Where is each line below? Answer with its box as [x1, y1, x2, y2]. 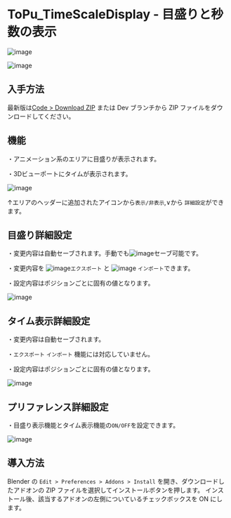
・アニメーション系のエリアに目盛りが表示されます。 [7, 154, 161, 163]
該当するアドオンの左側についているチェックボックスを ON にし [37, 494, 223, 503]
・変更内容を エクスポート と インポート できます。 [7, 264, 194, 272]
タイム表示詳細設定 [7, 315, 91, 327]
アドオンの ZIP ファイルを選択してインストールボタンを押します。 [13, 486, 204, 494]
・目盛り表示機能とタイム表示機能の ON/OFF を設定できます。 [7, 421, 180, 429]
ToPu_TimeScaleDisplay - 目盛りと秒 [7, 6, 223, 22]
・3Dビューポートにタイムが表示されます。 [7, 169, 132, 178]
